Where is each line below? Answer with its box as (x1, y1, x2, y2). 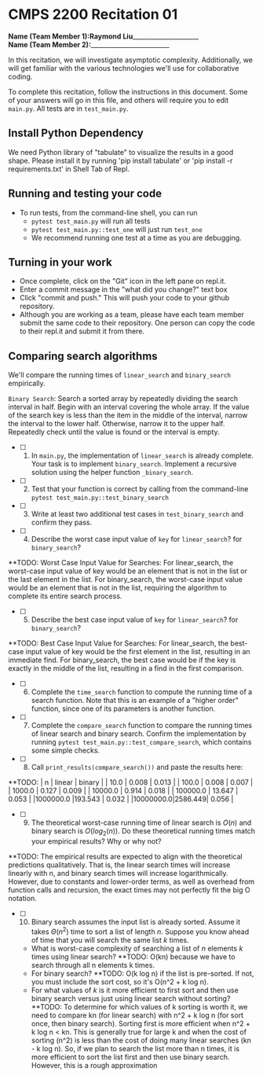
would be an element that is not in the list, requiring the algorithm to (8, 583, 227, 593)
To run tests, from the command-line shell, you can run (19, 208, 198, 217)
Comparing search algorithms (8, 349, 159, 362)
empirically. (8, 379, 46, 388)
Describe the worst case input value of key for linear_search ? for (31, 535, 243, 544)
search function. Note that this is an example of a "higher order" (31, 696, 239, 705)
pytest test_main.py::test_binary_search (31, 494, 169, 502)
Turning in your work (8, 256, 112, 269)
